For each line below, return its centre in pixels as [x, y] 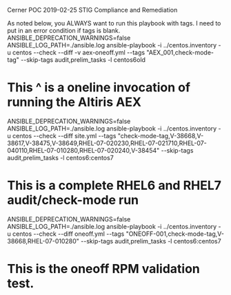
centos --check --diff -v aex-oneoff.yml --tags [79, 52]
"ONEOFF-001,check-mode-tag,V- [175, 234]
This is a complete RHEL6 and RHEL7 [114, 186]
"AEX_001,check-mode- [180, 52]
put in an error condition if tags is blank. [64, 31]
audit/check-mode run [73, 200]
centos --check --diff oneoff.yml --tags [69, 234]
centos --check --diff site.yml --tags [64, 135]
